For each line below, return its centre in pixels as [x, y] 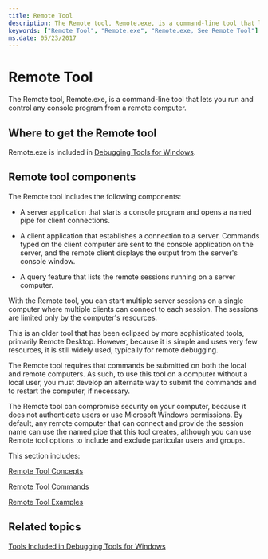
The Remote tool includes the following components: [95, 196]
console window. [47, 261]
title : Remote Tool [41, 16]
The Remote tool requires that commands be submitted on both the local [128, 365]
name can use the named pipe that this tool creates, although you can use [130, 431]
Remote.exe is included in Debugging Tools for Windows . [102, 152]
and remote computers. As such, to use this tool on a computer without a [128, 374]
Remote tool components [72, 177]
